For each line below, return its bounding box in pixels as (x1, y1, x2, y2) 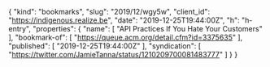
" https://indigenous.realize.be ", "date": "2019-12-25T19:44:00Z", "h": (8, 15, 240, 25)
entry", (8, 24, 31, 33)
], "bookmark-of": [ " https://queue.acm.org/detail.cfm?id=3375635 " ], (8, 32, 243, 42)
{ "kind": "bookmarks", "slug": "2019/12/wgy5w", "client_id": (8, 7, 210, 16)
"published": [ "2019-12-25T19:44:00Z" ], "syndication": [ (8, 41, 202, 51)
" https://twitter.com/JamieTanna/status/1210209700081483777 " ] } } (8, 50, 238, 59)
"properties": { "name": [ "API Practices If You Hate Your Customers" (32, 24, 263, 33)
